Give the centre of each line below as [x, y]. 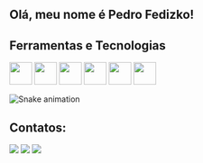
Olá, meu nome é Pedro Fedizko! [102, 15]
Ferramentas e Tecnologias [88, 45]
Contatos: [38, 127]
